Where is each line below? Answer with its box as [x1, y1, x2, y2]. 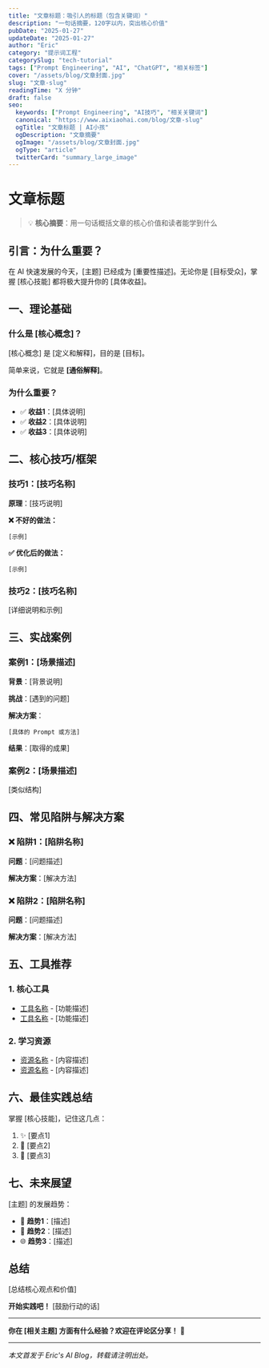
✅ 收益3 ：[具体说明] [19, 426, 87, 437]
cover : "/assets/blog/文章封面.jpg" [8, 71, 126, 79]
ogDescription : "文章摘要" [15, 131, 101, 139]
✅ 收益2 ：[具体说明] [19, 416, 87, 426]
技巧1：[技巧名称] [8, 478, 76, 489]
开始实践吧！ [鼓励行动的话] [8, 1302, 100, 1311]
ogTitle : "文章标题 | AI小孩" [15, 123, 110, 131]
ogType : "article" [15, 146, 78, 154]
